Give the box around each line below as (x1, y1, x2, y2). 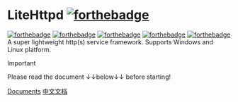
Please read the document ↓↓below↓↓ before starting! (7, 72, 171, 81)
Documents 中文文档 (7, 87, 68, 95)
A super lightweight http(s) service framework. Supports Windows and (7, 37, 214, 46)
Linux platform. (7, 45, 52, 53)
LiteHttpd (7, 7, 64, 23)
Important (7, 58, 36, 67)
